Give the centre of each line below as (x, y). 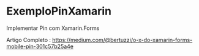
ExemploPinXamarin (59, 11)
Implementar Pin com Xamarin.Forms (53, 28)
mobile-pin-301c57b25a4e (40, 46)
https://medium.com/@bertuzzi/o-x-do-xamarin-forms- (122, 40)
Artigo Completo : (28, 40)
